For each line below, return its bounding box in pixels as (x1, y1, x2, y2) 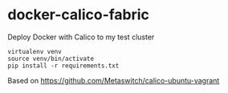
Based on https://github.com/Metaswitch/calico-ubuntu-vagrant (7, 75, 220, 85)
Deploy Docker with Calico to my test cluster (7, 32, 155, 42)
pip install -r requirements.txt (7, 62, 120, 70)
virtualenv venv (7, 47, 62, 55)
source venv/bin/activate (7, 55, 94, 63)
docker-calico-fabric (7, 6, 150, 24)
